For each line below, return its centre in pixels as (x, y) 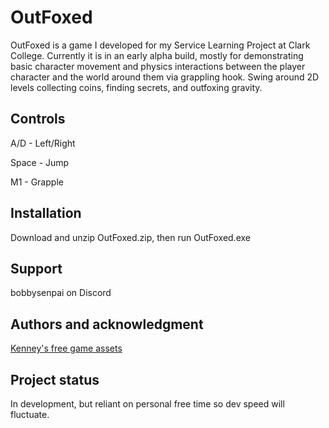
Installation (46, 213)
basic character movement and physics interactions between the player (158, 66)
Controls (38, 119)
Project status (55, 379)
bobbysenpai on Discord (61, 293)
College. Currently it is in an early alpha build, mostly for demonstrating (157, 55)
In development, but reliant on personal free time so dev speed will (147, 404)
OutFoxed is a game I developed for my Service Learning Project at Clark (160, 45)
